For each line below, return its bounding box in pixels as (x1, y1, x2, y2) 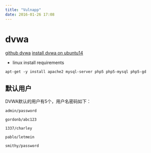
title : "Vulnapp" (5, 7, 41, 12)
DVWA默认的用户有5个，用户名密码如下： (5, 98, 91, 104)
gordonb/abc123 (5, 117, 37, 122)
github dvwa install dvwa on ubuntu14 (5, 50, 83, 56)
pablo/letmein (5, 134, 35, 140)
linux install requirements (12, 59, 64, 65)
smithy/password (5, 143, 39, 148)
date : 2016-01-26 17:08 (5, 12, 55, 17)
